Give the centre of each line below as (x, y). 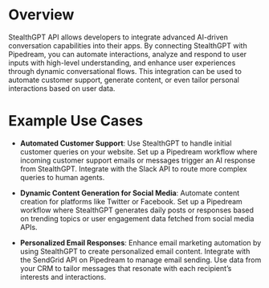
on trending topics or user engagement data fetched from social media (137, 218)
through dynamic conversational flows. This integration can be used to (125, 71)
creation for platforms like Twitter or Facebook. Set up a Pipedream (131, 201)
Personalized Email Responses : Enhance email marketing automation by (141, 242)
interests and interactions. (63, 277)
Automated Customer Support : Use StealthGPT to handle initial (126, 143)
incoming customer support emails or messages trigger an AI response (137, 160)
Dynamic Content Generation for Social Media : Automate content (130, 193)
